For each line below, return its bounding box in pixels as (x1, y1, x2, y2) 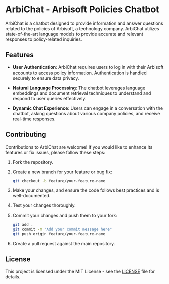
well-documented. (12, 193, 51, 199)
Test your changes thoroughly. (12, 202, 76, 208)
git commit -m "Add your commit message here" (12, 227, 112, 232)
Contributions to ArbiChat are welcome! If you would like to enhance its (5, 144, 153, 150)
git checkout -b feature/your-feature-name (12, 178, 106, 183)
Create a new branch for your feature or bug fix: (12, 169, 112, 175)
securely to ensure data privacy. (12, 75, 79, 81)
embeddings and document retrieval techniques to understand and (12, 90, 151, 96)
